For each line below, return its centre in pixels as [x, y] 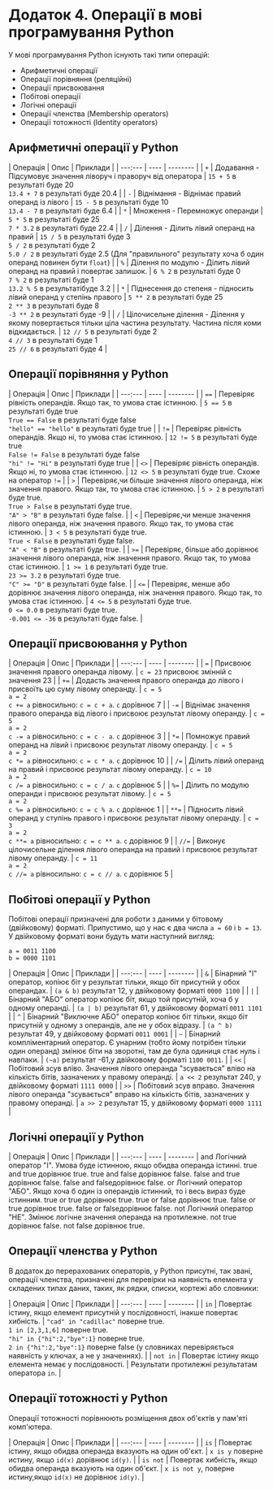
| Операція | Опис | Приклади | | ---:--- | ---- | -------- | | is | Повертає [130, 1442]
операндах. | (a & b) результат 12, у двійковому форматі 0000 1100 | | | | [134, 991]
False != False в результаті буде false [74, 454]
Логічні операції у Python [76, 1137]
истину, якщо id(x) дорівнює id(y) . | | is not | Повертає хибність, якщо [133, 1459]
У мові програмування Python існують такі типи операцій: [109, 54]
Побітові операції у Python [80, 899]
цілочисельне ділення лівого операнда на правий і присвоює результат [133, 850]
